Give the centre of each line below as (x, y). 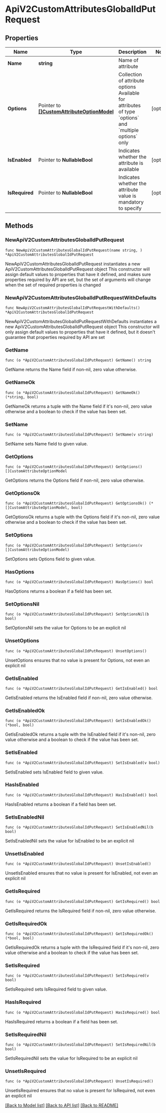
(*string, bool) (22, 397)
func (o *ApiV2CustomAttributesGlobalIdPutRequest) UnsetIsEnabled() (78, 864)
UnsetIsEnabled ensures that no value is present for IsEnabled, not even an (82, 873)
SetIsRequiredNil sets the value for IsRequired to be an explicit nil (71, 1058)
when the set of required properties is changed (53, 285)
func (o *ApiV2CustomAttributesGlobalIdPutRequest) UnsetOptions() (76, 651)
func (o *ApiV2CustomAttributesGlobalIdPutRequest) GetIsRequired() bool (83, 901)
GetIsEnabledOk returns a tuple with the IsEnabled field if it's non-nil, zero (80, 734)
